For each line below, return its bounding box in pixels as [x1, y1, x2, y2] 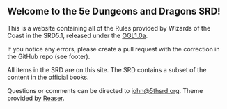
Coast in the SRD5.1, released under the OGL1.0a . [7, 31, 148, 40]
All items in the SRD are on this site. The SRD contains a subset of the [7, 65, 207, 74]
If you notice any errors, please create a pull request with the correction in [7, 44, 221, 53]
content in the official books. [7, 73, 89, 81]
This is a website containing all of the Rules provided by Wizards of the [7, 24, 211, 32]
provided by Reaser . [7, 94, 65, 102]
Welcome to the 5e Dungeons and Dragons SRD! [7, 6, 221, 17]
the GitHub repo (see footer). [7, 52, 91, 60]
